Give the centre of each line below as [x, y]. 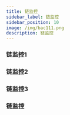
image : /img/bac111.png [35, 28]
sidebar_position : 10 [33, 22]
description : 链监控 [30, 33]
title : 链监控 [22, 11]
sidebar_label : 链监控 [33, 17]
